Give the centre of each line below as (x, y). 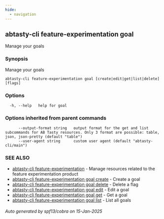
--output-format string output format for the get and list (83, 128)
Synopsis (16, 59)
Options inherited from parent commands (56, 118)
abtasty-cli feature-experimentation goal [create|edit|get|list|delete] (82, 79)
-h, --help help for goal (38, 106)
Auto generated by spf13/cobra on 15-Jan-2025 (54, 211)
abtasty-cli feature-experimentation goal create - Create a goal (76, 179)
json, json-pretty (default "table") (44, 137)
